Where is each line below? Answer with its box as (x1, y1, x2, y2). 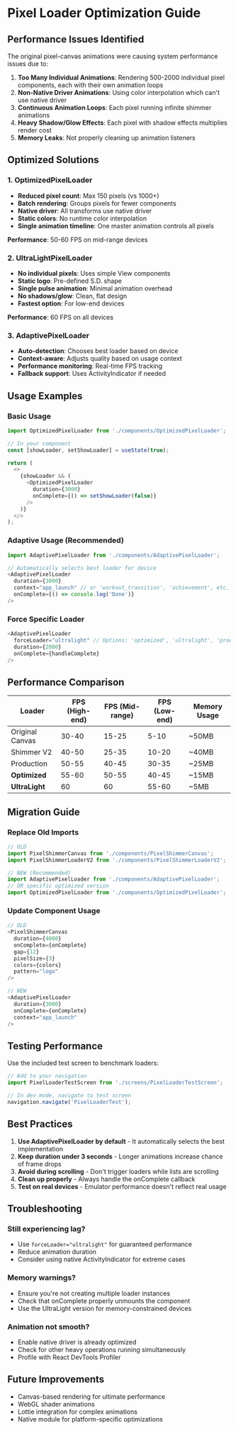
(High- (67, 706, 91, 716)
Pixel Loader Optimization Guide (7, 5, 201, 21)
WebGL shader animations (17, 1400, 96, 1408)
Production (11, 759, 48, 769)
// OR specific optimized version (7, 883, 110, 890)
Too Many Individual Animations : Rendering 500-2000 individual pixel (17, 73, 225, 82)
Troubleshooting (7, 1203, 83, 1214)
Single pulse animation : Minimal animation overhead (17, 284, 173, 292)
